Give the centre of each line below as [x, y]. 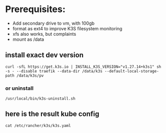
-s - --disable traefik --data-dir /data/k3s [54, 71]
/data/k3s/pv [30, 76]
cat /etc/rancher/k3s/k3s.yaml [38, 125]
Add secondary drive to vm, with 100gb [53, 23]
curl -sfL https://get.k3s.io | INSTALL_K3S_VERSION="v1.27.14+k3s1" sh [83, 66]
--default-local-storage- [131, 71]
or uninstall [19, 88]
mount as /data [28, 39]
